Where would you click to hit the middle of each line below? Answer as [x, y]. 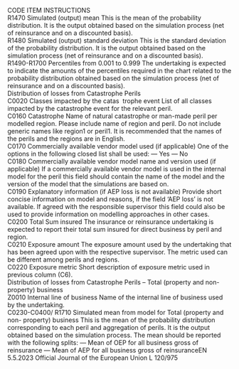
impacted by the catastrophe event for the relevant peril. [90, 108]
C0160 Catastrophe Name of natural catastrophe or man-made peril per [112, 116]
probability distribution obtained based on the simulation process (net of [113, 78]
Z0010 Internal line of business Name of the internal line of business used [115, 297]
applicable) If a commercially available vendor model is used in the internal [117, 169]
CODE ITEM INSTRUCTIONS [49, 10]
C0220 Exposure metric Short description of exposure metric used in [108, 267]
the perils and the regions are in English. [67, 139]
